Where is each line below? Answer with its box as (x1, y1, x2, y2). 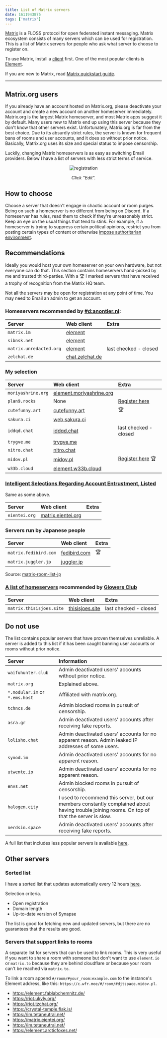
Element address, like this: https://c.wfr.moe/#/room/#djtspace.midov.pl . (5, 981, 157, 987)
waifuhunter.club (7, 670, 49, 676)
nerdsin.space (7, 825, 41, 831)
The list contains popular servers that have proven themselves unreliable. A (5, 635, 160, 641)
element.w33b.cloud (53, 465, 102, 472)
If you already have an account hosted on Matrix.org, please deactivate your (5, 103, 162, 109)
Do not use (5, 622, 39, 630)
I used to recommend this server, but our (59, 794, 154, 801)
